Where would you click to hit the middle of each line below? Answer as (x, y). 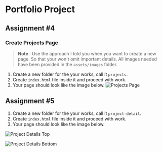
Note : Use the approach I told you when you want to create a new (87, 53)
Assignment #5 (30, 101)
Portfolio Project (40, 9)
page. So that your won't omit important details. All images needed (87, 59)
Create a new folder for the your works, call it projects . (70, 74)
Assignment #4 (30, 28)
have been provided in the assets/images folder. (68, 64)
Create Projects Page (32, 43)
